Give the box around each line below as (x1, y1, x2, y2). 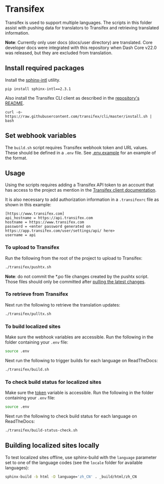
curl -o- (5, 110, 23, 114)
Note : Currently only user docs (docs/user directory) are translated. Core (5, 39, 153, 45)
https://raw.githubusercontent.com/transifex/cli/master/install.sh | (5, 114, 152, 119)
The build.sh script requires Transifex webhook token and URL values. (5, 144, 148, 150)
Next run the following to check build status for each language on (5, 413, 137, 419)
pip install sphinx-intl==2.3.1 (5, 87, 71, 91)
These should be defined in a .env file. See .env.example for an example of (5, 150, 156, 155)
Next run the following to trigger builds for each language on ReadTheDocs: (5, 357, 158, 363)
